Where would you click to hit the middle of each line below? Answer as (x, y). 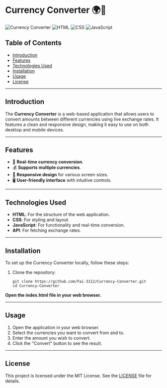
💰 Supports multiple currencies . (46, 167)
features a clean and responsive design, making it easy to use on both (77, 124)
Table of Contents (34, 43)
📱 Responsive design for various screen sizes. (60, 175)
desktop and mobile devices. (35, 129)
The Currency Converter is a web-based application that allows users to (80, 114)
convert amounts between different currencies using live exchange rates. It (82, 119)
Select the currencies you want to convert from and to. (68, 333)
